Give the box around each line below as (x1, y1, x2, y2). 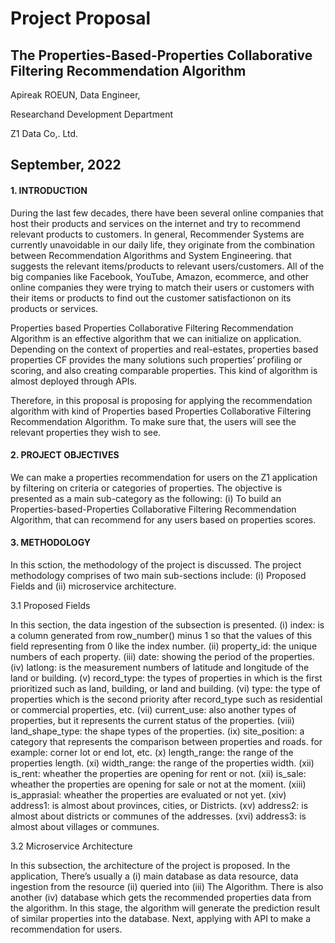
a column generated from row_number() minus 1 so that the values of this (10, 630, 313, 641)
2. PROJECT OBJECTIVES (10, 449, 120, 461)
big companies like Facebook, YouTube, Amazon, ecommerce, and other (10, 270, 310, 282)
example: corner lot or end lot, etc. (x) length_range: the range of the (10, 747, 294, 758)
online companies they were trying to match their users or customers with (10, 281, 315, 293)
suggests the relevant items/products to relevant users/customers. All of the (10, 260, 325, 272)
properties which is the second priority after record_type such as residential (10, 693, 323, 705)
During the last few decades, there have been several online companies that (10, 207, 324, 219)
